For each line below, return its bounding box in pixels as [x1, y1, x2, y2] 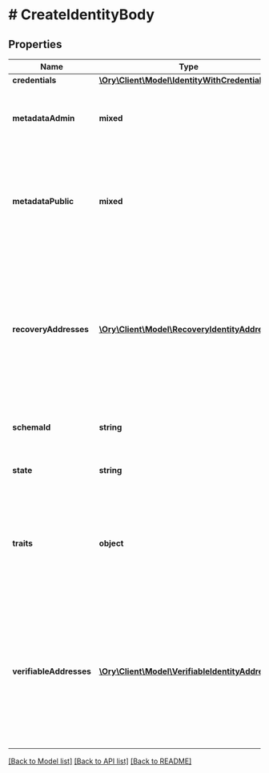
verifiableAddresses [12, 666, 92, 677]
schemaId [12, 422, 51, 433]
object [98, 538, 124, 549]
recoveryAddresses [12, 324, 90, 334]
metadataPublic [12, 196, 74, 206]
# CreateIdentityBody [8, 6, 155, 24]
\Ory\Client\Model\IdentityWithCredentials [98, 74, 267, 86]
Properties [8, 38, 62, 51]
